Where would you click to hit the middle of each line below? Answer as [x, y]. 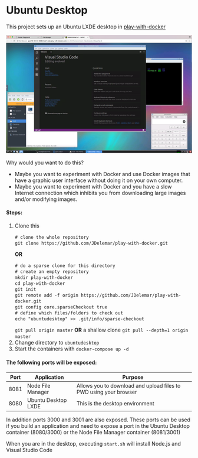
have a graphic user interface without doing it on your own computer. [99, 180]
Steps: [14, 213]
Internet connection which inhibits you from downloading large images [100, 193]
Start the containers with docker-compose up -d [72, 349]
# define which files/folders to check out [69, 313]
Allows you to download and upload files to [128, 386]
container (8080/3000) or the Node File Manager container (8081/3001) [93, 432]
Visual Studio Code [29, 450]
